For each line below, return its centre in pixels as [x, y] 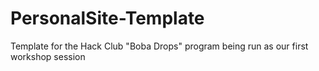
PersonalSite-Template [107, 18]
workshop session [48, 56]
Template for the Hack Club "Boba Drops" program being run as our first [159, 46]
